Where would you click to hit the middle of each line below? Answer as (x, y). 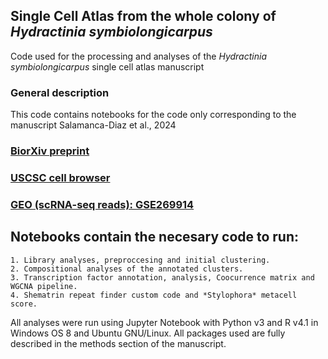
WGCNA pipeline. (44, 286)
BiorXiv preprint (50, 151)
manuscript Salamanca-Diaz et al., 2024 (93, 125)
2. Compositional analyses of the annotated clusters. (127, 269)
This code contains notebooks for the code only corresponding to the (153, 115)
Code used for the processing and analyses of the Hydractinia (138, 56)
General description (60, 92)
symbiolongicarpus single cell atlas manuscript (107, 66)
